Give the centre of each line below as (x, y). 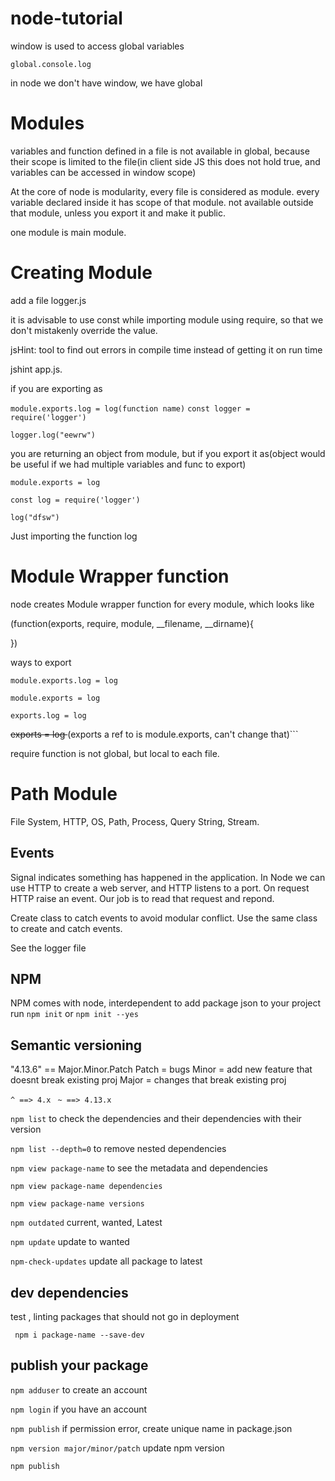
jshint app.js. (36, 369)
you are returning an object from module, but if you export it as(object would (168, 453)
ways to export (41, 662)
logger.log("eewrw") (53, 435)
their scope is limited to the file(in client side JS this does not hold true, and (165, 161)
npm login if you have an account (79, 1409)
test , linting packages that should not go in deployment (125, 1316)
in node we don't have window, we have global (106, 83)
